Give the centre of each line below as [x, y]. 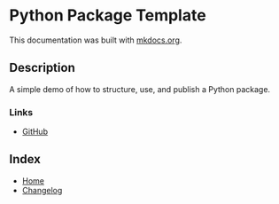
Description [42, 68]
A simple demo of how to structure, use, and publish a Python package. [140, 89]
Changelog [42, 190]
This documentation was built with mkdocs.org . [96, 40]
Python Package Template [108, 16]
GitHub [35, 132]
